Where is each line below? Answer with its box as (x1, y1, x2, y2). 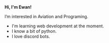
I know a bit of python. (11, 28, 57, 34)
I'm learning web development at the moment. (11, 23, 104, 29)
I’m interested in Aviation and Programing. (4, 14, 89, 19)
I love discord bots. (11, 34, 50, 39)
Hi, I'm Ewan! (4, 4, 32, 10)
